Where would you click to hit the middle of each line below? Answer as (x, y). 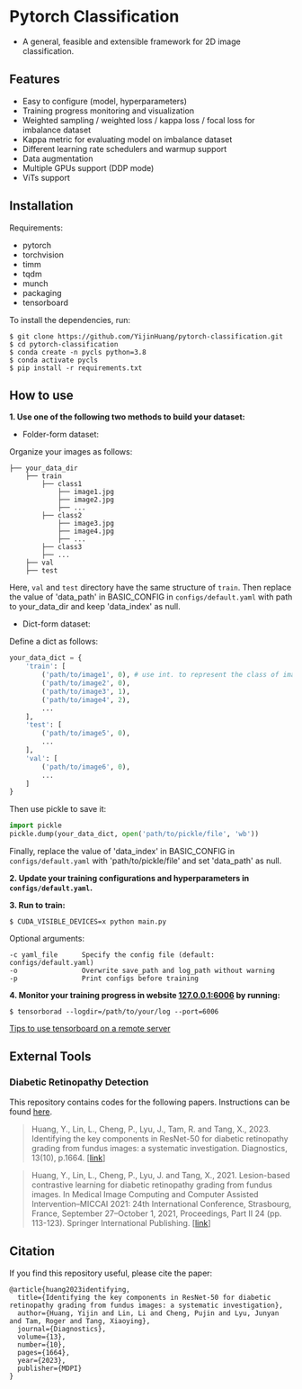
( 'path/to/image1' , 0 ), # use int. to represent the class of (160, 675)
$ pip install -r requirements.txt (76, 368)
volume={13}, (42, 1337)
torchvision (43, 255)
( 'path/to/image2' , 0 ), (86, 683)
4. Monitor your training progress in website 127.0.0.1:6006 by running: (145, 995)
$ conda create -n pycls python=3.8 (78, 352)
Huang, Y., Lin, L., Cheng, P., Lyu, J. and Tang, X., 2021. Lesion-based (160, 1175)
